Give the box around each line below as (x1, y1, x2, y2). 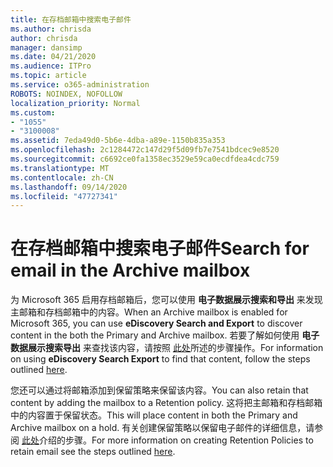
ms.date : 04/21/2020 (10, 52, 97, 62)
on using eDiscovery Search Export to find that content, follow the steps (10, 353, 311, 365)
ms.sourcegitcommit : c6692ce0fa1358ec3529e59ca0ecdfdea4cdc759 (10, 154, 280, 164)
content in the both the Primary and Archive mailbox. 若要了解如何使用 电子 (10, 329, 320, 341)
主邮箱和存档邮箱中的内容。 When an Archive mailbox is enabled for (10, 306, 288, 318)
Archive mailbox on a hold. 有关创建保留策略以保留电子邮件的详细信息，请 (10, 422, 315, 434)
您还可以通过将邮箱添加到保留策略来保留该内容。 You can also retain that (10, 384, 309, 396)
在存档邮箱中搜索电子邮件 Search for (10, 237, 310, 260)
